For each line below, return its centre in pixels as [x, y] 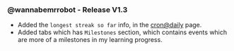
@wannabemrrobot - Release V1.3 [68, 10]
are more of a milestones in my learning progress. [90, 40]
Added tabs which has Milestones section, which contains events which [122, 32]
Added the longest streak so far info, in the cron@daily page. [110, 25]
